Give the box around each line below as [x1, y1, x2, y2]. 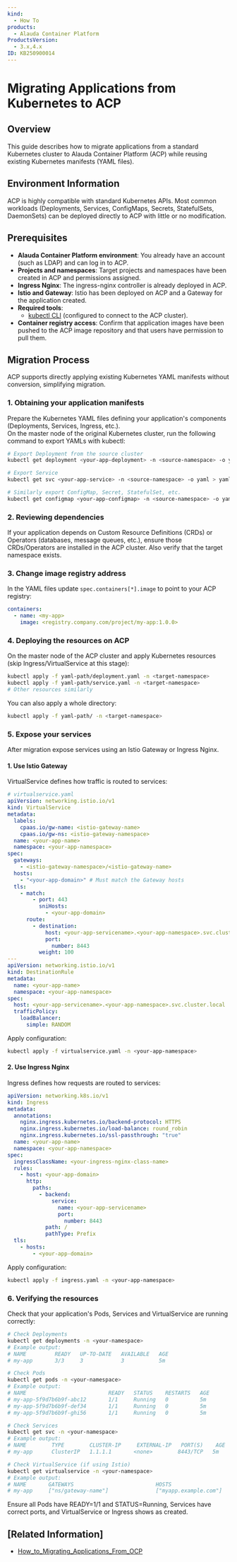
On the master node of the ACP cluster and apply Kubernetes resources [7, 652, 217, 660]
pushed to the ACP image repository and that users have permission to [17, 326, 224, 335]
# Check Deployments [7, 1331, 68, 1338]
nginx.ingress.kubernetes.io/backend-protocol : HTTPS [20, 1118, 181, 1126]
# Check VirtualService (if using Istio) [7, 1461, 131, 1468]
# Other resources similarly [7, 686, 93, 693]
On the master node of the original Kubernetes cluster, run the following [7, 429, 216, 437]
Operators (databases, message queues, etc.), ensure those [7, 536, 182, 545]
